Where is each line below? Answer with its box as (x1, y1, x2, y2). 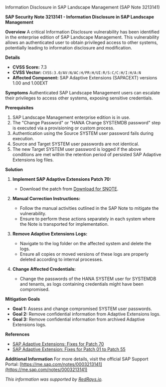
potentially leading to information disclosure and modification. (5, 45, 132, 50)
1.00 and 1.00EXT (12, 80, 48, 86)
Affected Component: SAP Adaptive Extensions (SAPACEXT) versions (12, 75, 158, 80)
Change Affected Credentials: (12, 266, 76, 272)
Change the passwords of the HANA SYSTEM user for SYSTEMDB (19, 276, 157, 282)
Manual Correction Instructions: (12, 196, 81, 201)
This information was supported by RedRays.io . (5, 377, 103, 382)
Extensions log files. (12, 157, 54, 163)
